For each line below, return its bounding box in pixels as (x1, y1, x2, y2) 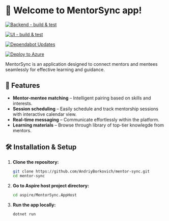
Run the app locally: (12, 202, 56, 208)
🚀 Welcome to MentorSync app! (5, 5, 142, 16)
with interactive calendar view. (12, 111, 77, 117)
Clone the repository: (12, 159, 59, 165)
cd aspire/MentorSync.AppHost (12, 192, 77, 198)
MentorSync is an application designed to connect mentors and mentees (5, 61, 158, 67)
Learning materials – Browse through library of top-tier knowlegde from (12, 122, 164, 128)
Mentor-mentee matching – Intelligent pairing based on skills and (12, 94, 151, 101)
